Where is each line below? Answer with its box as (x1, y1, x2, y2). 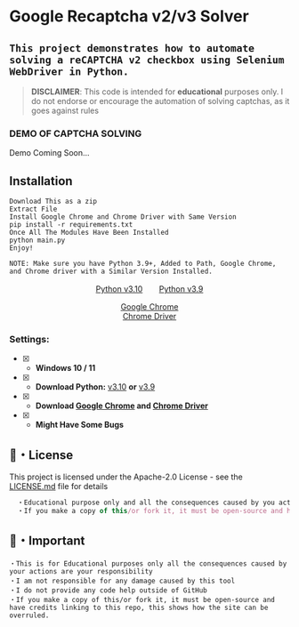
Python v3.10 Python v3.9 (95, 284, 204, 294)
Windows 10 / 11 (35, 363, 96, 374)
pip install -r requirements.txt (9, 221, 133, 229)
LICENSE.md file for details (9, 481, 109, 492)
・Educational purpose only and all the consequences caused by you (17, 498, 276, 508)
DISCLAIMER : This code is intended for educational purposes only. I (30, 86, 284, 97)
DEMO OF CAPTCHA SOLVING (9, 127, 142, 140)
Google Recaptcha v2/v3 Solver (9, 6, 249, 27)
